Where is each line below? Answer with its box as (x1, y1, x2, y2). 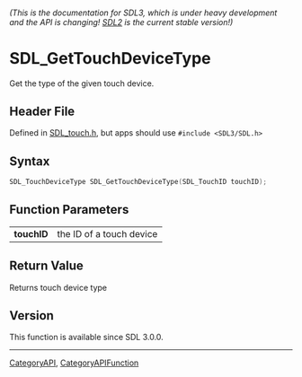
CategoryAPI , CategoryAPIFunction (9, 357, 139, 368)
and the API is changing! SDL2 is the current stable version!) (9, 16, 234, 27)
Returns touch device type (9, 282, 108, 293)
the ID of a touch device (57, 227, 158, 240)
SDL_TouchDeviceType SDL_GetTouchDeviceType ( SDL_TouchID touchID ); (9, 178, 268, 187)
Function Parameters (9, 202, 129, 217)
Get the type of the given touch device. (9, 77, 155, 89)
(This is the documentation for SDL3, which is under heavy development (9, 7, 278, 18)
